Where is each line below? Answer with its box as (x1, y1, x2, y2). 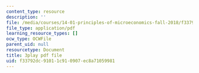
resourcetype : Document (6, 47, 65, 53)
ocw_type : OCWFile (6, 36, 52, 42)
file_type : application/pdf (6, 25, 76, 31)
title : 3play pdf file (6, 52, 62, 58)
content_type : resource (6, 8, 65, 15)
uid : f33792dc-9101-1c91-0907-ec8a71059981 (6, 58, 115, 64)
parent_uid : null (6, 42, 49, 48)
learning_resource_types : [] (6, 31, 78, 36)
